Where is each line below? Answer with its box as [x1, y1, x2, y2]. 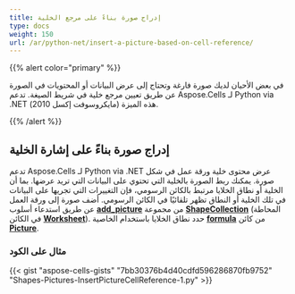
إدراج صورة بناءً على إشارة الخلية [9, 142, 170, 157]
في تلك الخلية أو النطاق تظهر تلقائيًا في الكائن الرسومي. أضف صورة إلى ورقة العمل [9, 194, 286, 206]
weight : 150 [9, 29, 54, 38]
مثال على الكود [9, 245, 67, 257]
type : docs [9, 21, 50, 30]
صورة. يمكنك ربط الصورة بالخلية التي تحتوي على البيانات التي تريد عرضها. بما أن [9, 175, 274, 186]
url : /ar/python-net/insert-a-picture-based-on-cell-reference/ [9, 38, 254, 47]
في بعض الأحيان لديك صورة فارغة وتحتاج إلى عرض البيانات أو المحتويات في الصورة [9, 80, 284, 90]
